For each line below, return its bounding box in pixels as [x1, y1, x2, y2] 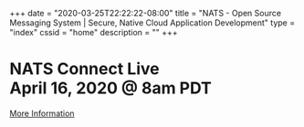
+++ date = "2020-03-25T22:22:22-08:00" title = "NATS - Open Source [9, 8, 281, 18]
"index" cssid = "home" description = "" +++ [9, 27, 178, 37]
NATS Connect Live [9, 59, 160, 80]
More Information [9, 108, 75, 119]
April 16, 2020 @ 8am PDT [9, 78, 213, 99]
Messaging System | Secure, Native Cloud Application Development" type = [9, 17, 295, 28]
